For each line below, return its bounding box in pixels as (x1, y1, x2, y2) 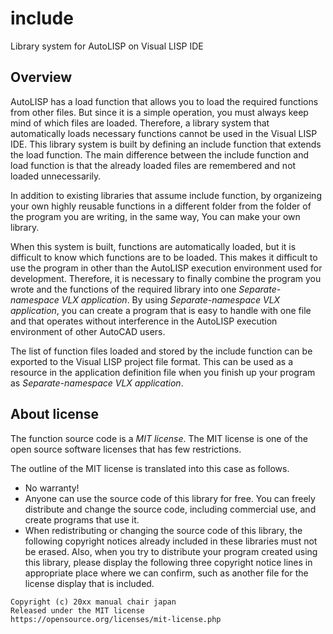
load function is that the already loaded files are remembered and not (10, 159, 297, 171)
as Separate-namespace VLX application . (10, 377, 184, 389)
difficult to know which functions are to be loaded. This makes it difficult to (10, 251, 318, 263)
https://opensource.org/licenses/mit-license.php (10, 614, 222, 624)
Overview (10, 69, 73, 86)
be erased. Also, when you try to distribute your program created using (24, 545, 318, 557)
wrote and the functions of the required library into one (10, 283, 237, 295)
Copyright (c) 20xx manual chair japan (10, 597, 177, 607)
